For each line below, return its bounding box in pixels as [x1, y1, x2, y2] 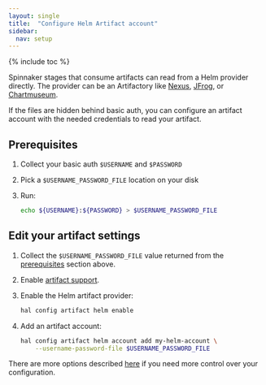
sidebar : [8, 27, 38, 35]
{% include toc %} [8, 57, 71, 67]
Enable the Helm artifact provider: [20, 290, 134, 301]
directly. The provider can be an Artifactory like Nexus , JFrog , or [8, 81, 225, 91]
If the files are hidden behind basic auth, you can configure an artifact [8, 106, 242, 115]
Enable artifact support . [20, 275, 100, 284]
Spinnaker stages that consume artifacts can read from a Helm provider [8, 72, 249, 82]
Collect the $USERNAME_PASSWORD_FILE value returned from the [20, 250, 225, 260]
